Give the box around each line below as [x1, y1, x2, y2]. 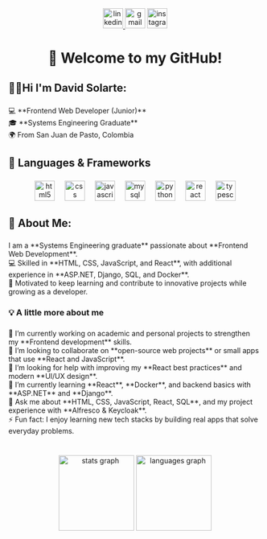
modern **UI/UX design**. [8, 371, 98, 381]
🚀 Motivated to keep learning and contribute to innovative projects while [8, 278, 247, 288]
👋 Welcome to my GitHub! [47, 49, 223, 68]
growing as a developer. [8, 287, 88, 297]
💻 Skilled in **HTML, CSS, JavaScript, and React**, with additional [8, 258, 232, 268]
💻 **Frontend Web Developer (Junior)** [8, 105, 147, 115]
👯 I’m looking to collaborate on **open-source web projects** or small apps [8, 345, 260, 355]
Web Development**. [8, 249, 78, 259]
